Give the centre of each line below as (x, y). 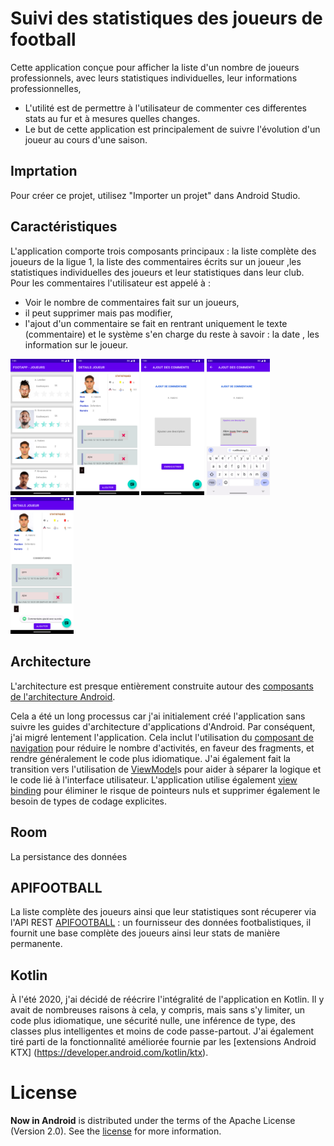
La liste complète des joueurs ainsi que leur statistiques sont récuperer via (163, 912)
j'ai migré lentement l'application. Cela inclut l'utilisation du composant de (162, 737)
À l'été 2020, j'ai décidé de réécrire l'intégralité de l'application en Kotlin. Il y (167, 999)
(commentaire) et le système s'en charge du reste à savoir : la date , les (172, 334)
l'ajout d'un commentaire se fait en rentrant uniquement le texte (156, 323)
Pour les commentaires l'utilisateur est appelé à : (110, 283)
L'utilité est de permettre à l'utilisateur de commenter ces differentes (165, 108)
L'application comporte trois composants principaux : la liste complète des (163, 251)
